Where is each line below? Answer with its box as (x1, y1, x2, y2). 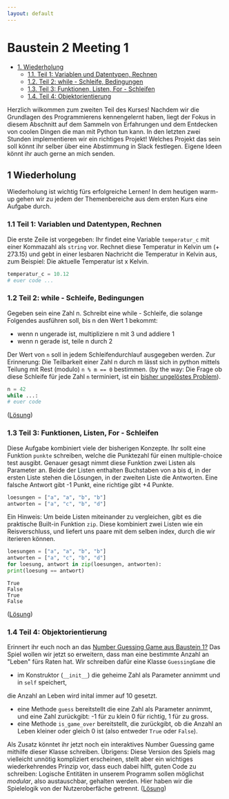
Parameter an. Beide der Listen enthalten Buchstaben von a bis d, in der (7, 466, 212, 474)
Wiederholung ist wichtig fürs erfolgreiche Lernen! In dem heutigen (7, 188, 199, 196)
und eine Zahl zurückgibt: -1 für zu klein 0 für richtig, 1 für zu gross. (17, 712, 209, 721)
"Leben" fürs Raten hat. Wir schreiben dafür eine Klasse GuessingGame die (7, 658, 216, 666)
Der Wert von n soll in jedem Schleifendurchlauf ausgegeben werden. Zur (7, 350, 216, 359)
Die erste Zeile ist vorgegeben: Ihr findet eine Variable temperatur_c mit (7, 235, 210, 244)
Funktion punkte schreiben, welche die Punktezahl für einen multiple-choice (7, 451, 223, 460)
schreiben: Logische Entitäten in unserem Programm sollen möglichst (7, 770, 205, 778)
